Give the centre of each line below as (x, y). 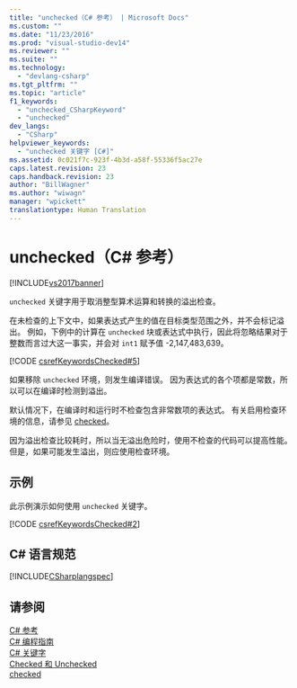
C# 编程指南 (32, 642)
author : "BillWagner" (50, 185)
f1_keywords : (34, 101)
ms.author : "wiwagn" (48, 193)
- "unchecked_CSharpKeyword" (72, 110)
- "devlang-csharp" (54, 76)
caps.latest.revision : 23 (57, 168)
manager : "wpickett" (48, 202)
